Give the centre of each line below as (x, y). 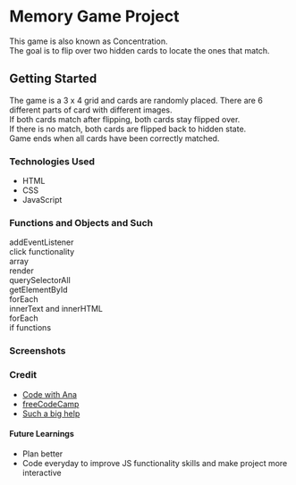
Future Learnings (42, 434)
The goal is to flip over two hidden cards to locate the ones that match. (140, 50)
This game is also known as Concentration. (89, 41)
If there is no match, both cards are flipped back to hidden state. (128, 129)
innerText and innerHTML (56, 309)
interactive (42, 472)
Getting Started (53, 79)
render (21, 271)
